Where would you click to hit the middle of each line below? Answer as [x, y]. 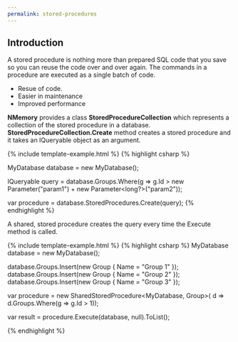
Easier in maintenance [50, 96]
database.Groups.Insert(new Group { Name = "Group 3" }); [94, 282]
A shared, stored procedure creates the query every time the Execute [109, 224]
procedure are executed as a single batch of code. [81, 75]
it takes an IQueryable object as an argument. [74, 140]
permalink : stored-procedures [52, 14]
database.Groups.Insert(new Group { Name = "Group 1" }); [93, 267]
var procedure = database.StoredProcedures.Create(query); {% [101, 203]
